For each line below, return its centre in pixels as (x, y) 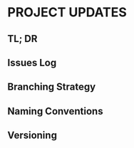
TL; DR (22, 39)
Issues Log (32, 62)
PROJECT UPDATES (67, 12)
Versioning (32, 136)
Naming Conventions (55, 111)
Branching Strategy (52, 87)
